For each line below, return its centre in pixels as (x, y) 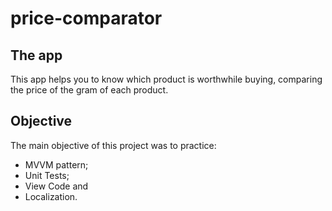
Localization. (51, 196)
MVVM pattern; (56, 164)
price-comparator (86, 18)
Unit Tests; (47, 175)
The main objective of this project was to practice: (113, 145)
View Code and (56, 186)
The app (36, 55)
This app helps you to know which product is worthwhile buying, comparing (166, 79)
